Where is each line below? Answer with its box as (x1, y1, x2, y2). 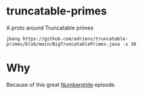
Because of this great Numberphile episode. (6, 81, 117, 88)
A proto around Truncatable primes (6, 24, 94, 31)
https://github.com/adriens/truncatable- (22, 36, 129, 42)
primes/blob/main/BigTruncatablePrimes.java (6, 41, 120, 47)
